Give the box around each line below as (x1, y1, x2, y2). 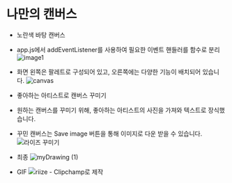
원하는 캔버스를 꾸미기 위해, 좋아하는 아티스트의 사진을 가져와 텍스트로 (16, 106, 207, 114)
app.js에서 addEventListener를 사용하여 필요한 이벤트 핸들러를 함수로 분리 (16, 45, 220, 54)
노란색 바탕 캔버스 (16, 31, 65, 39)
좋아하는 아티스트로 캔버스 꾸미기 (16, 91, 107, 100)
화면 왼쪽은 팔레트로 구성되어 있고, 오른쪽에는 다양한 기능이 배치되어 (16, 67, 201, 76)
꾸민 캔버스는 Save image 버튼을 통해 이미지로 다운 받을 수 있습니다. (16, 129, 203, 138)
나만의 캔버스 (6, 6, 77, 22)
